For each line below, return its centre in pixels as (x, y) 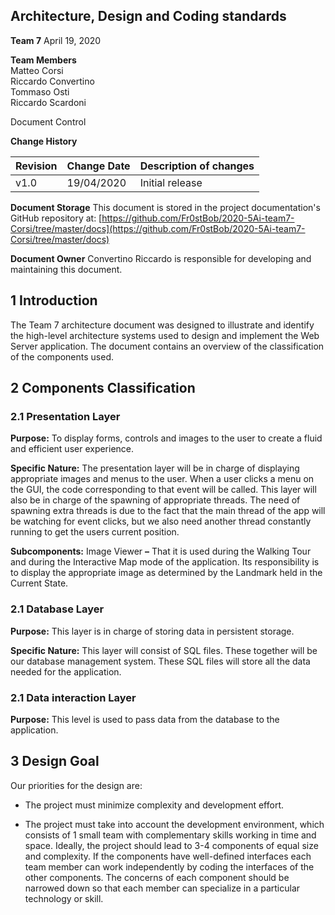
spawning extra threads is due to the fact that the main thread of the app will (168, 511)
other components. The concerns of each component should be (157, 877)
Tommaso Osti (40, 91)
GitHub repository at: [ (56, 218)
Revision (36, 166)
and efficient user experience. (72, 449)
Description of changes (197, 166)
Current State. (39, 583)
